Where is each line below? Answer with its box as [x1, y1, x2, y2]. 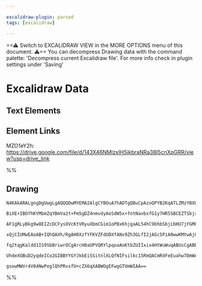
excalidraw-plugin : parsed [6, 14, 74, 20]
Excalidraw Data [6, 82, 89, 95]
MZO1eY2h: [6, 142, 35, 149]
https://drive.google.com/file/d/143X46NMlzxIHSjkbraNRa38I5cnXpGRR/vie [6, 148, 194, 155]
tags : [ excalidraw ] [6, 19, 55, 26]
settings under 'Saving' [6, 61, 64, 68]
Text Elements [6, 106, 61, 116]
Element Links [6, 126, 60, 136]
